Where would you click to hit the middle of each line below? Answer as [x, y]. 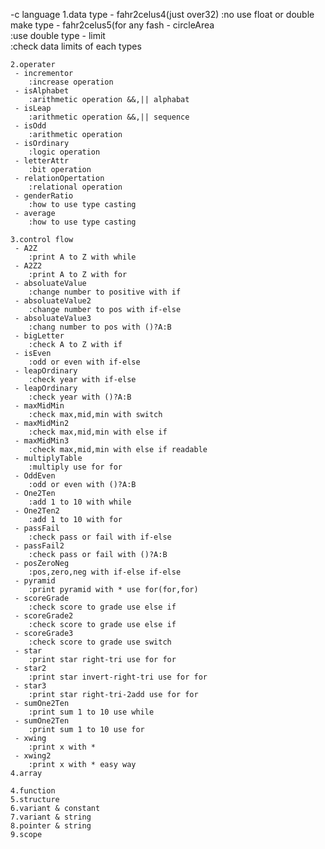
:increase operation [71, 82]
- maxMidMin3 [42, 441]
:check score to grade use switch [100, 642]
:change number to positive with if [105, 292]
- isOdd [30, 126]
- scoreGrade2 [44, 616]
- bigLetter [39, 336]
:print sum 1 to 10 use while [91, 712]
